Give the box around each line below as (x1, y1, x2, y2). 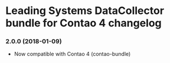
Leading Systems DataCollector (5, 4, 165, 17)
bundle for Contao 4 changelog (5, 16, 162, 30)
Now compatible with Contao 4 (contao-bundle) (14, 51, 131, 58)
